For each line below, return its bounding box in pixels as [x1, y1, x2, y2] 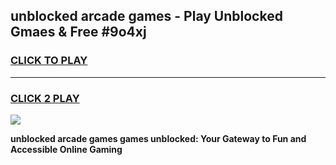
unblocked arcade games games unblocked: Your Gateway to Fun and [10, 132, 307, 144]
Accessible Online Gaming [10, 143, 123, 155]
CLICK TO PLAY [10, 54, 88, 68]
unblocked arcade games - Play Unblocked [10, 8, 283, 25]
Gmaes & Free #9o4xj [10, 24, 147, 41]
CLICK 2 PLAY [10, 91, 80, 105]
